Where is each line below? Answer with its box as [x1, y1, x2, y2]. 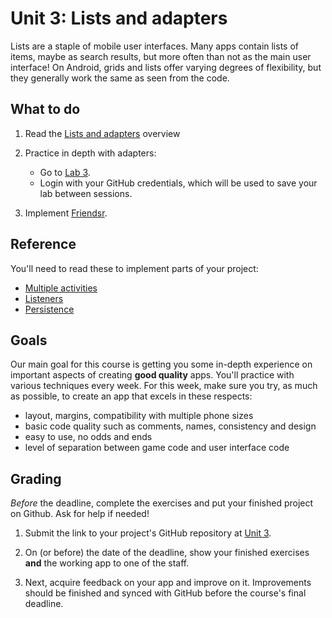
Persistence [24, 303, 75, 315]
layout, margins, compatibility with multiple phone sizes [24, 410, 254, 422]
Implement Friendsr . [24, 207, 108, 219]
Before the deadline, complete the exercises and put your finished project [10, 497, 314, 509]
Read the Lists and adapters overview [24, 127, 181, 139]
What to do [10, 101, 81, 118]
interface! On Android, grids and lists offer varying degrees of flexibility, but [10, 61, 322, 73]
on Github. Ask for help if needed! [10, 508, 150, 520]
